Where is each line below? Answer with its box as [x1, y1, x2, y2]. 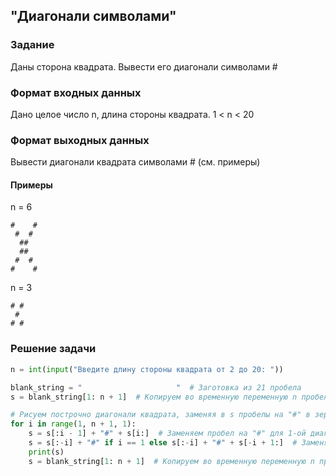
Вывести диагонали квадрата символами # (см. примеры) [10, 156, 261, 168]
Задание [10, 38, 55, 52]
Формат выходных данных [10, 133, 150, 147]
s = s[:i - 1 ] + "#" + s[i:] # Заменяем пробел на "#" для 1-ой [28, 429, 307, 439]
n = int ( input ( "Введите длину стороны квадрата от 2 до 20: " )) [10, 364, 284, 374]
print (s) [28, 447, 65, 457]
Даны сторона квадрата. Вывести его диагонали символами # [10, 60, 278, 73]
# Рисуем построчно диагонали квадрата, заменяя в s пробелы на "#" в [10, 410, 311, 420]
